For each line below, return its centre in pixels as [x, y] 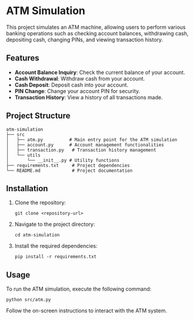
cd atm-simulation [37, 235]
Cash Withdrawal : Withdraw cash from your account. [80, 78]
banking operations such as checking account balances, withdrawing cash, [97, 33]
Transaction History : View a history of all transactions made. [88, 97]
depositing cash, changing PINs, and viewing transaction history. [85, 39]
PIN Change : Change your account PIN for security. [77, 91]
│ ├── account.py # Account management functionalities [85, 145]
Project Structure [38, 116]
